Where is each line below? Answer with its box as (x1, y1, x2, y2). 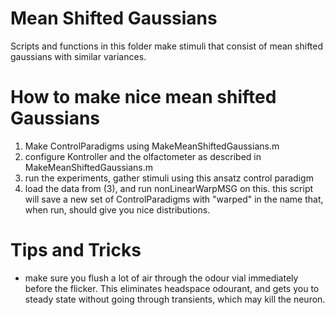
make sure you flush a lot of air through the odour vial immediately (24, 272, 299, 284)
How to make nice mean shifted (10, 86, 277, 109)
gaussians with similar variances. (10, 50, 147, 62)
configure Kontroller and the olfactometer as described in (24, 150, 262, 162)
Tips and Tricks (10, 239, 142, 262)
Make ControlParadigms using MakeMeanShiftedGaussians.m (24, 140, 280, 152)
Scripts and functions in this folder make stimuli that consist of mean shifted (10, 40, 324, 52)
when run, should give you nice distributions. (24, 203, 211, 216)
